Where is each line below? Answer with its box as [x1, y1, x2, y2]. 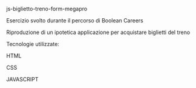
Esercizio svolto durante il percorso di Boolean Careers [6, 17, 143, 24]
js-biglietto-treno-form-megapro [6, 5, 88, 12]
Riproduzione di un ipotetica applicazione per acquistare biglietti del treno [6, 29, 191, 36]
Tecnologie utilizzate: [6, 41, 59, 47]
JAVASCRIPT [6, 76, 39, 83]
